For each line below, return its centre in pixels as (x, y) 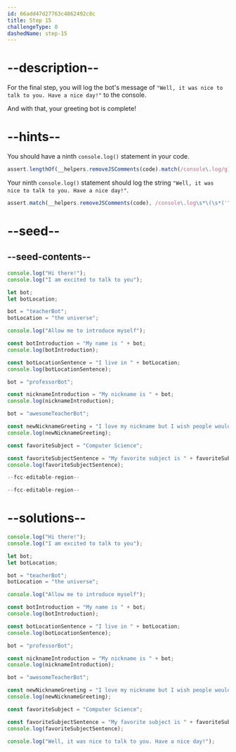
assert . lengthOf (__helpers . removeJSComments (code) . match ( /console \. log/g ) (119, 169)
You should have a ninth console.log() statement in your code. (98, 157)
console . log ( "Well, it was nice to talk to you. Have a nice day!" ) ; (111, 741)
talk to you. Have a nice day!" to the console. (77, 95)
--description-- (53, 68)
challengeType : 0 (33, 27)
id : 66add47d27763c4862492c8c (52, 14)
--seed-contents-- (49, 257)
